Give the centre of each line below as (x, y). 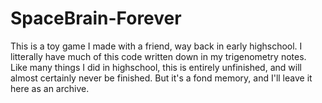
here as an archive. (50, 88)
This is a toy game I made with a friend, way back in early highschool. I (156, 46)
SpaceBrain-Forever (96, 18)
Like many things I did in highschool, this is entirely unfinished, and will (156, 67)
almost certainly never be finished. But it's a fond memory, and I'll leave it (161, 78)
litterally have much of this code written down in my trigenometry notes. (158, 56)
